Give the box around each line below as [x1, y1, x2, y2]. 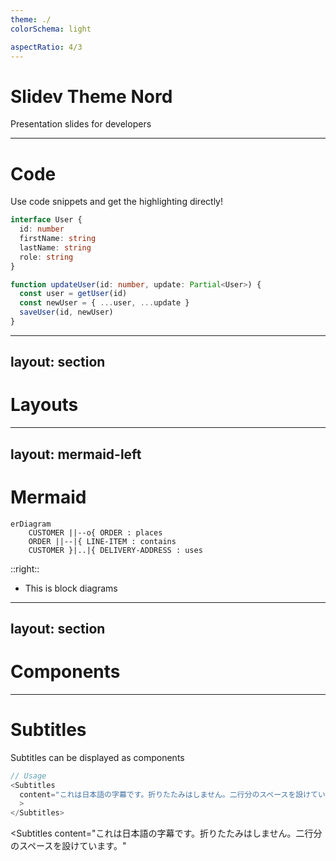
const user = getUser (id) [19, 289, 128, 299]
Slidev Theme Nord [10, 85, 173, 108]
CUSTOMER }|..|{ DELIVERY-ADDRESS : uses [28, 545, 203, 555]
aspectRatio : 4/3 [10, 42, 83, 52]
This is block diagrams [24, 582, 118, 594]
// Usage [10, 771, 47, 781]
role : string [19, 252, 74, 262]
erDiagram [10, 519, 52, 529]
